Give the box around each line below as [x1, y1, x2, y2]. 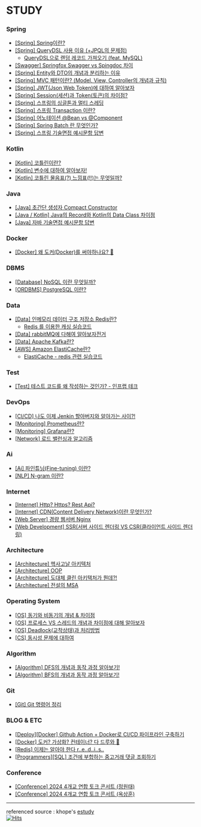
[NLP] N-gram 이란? [14, 472, 64, 479]
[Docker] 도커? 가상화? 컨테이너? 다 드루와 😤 [14, 738, 120, 745]
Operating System [6, 597, 60, 606]
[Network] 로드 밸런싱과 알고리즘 [14, 435, 93, 442]
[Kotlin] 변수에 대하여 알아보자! [14, 166, 87, 174]
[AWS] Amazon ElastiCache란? [14, 345, 91, 353]
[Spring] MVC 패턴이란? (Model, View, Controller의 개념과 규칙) [14, 77, 167, 84]
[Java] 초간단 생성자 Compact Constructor [14, 204, 118, 211]
